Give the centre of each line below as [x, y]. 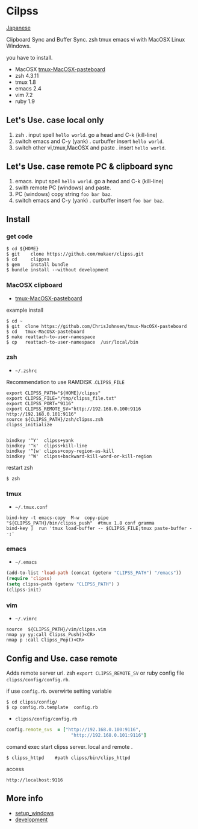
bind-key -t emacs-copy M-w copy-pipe [58, 518]
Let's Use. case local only [55, 120]
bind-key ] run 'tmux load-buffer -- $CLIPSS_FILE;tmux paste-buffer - [99, 529]
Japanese [19, 28]
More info [25, 799]
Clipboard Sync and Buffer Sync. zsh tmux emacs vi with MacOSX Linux [96, 39]
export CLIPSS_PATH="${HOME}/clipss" [54, 393]
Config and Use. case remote [62, 658]
